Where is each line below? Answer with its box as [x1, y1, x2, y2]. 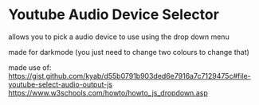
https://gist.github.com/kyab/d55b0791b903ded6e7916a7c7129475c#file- [8, 71, 251, 80]
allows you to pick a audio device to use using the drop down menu [8, 32, 230, 41]
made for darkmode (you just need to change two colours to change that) [8, 47, 249, 56]
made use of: [8, 62, 52, 72]
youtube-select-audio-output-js [8, 80, 113, 89]
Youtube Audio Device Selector [8, 6, 219, 24]
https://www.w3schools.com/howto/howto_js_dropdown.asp [8, 87, 209, 97]
